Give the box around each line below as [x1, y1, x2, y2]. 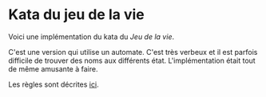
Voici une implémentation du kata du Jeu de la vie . [8, 32, 174, 41]
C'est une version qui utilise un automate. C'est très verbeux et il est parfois [8, 47, 258, 56]
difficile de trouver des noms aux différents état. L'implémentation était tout [8, 56, 256, 65]
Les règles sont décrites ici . [8, 80, 99, 89]
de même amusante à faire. [8, 64, 98, 73]
